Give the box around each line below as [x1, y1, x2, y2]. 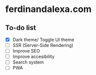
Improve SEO [12, 48, 40, 54]
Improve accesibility [12, 53, 55, 59]
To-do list [5, 23, 36, 32]
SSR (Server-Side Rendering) [12, 42, 74, 48]
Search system [12, 59, 44, 65]
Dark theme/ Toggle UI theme [12, 36, 74, 42]
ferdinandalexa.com [5, 3, 92, 15]
